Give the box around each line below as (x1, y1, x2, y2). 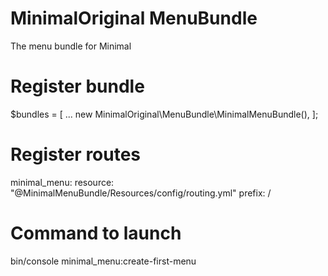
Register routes (10, 143, 142, 166)
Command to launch (10, 222, 182, 244)
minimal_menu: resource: (10, 176, 115, 188)
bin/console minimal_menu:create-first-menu (10, 255, 197, 267)
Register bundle (10, 75, 145, 98)
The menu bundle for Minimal (10, 40, 132, 52)
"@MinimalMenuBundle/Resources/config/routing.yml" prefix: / (10, 187, 272, 199)
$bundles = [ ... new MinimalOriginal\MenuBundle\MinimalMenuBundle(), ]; (10, 108, 319, 120)
